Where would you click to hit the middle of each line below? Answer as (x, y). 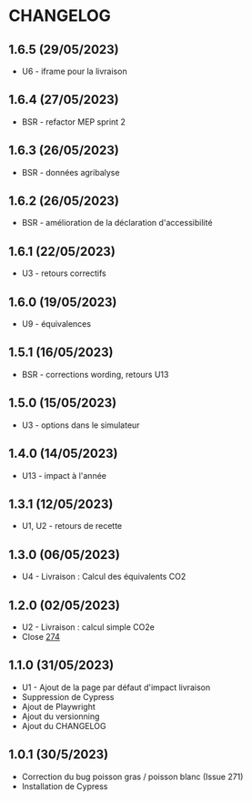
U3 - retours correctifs (64, 273)
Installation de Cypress (65, 786)
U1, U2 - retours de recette (72, 526)
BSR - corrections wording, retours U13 (95, 374)
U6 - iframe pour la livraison (75, 71)
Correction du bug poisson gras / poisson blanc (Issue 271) (132, 776)
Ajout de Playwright (59, 706)
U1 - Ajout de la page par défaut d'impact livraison (116, 687)
